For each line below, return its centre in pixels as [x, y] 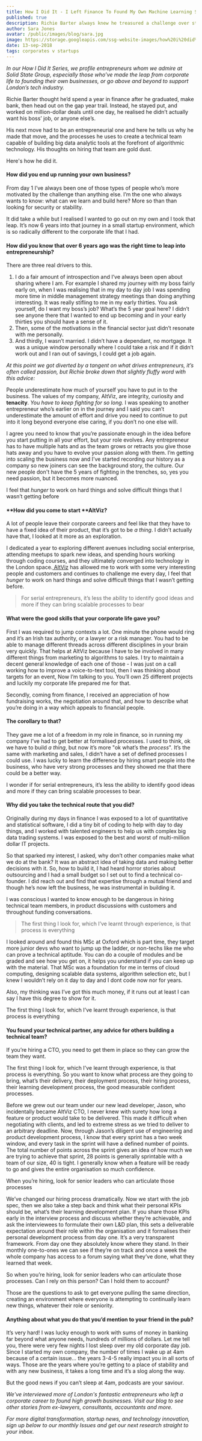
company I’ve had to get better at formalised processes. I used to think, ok [98, 741]
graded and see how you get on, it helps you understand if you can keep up [100, 961]
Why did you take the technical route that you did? [70, 805]
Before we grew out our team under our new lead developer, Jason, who [96, 1105]
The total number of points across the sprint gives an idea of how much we [99, 1150]
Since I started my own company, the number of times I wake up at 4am [95, 1352]
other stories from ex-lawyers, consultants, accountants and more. [90, 1407]
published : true [26, 17]
